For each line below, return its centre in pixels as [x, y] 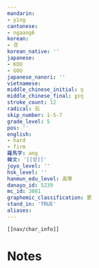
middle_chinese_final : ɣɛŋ [45, 96]
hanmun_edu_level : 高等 [40, 178]
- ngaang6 [21, 32]
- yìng [16, 20]
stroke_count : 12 [32, 103]
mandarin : [21, 13]
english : [19, 134]
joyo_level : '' [29, 166]
